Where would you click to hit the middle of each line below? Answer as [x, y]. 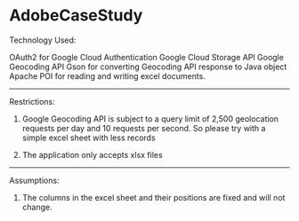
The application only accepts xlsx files [92, 154]
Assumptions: [34, 180]
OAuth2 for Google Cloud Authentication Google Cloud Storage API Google [147, 57]
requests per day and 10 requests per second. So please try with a [144, 128]
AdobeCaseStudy [76, 16]
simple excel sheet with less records [89, 138]
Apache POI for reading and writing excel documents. [108, 75]
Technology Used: [43, 40]
